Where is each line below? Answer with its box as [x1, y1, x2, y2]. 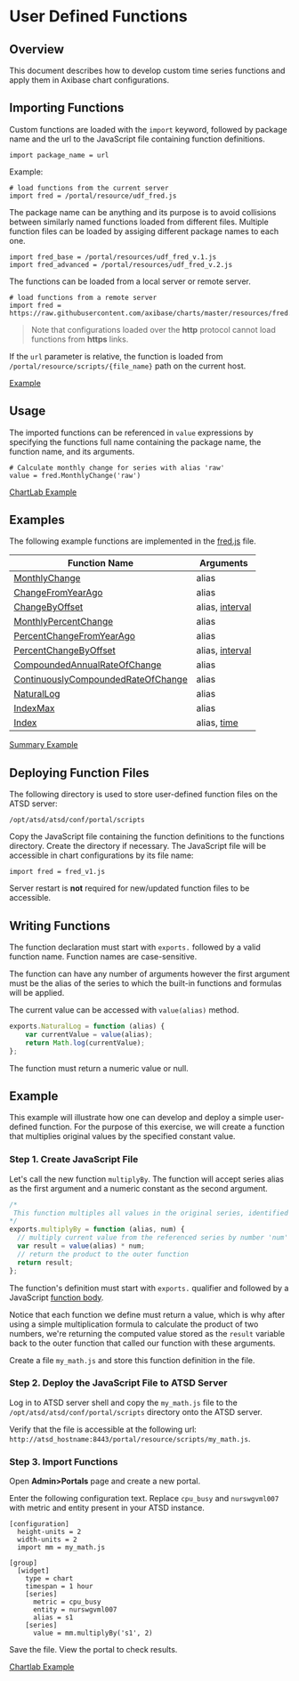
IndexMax [13, 702, 55, 715]
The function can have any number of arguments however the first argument [9, 968, 291, 980]
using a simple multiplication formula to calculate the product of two [9, 1319, 259, 1329]
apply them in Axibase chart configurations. [9, 75, 170, 85]
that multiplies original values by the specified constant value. [9, 1131, 236, 1142]
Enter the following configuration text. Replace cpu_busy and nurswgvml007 [9, 1493, 279, 1504]
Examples [9, 513, 65, 528]
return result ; [17, 1257, 74, 1267]
